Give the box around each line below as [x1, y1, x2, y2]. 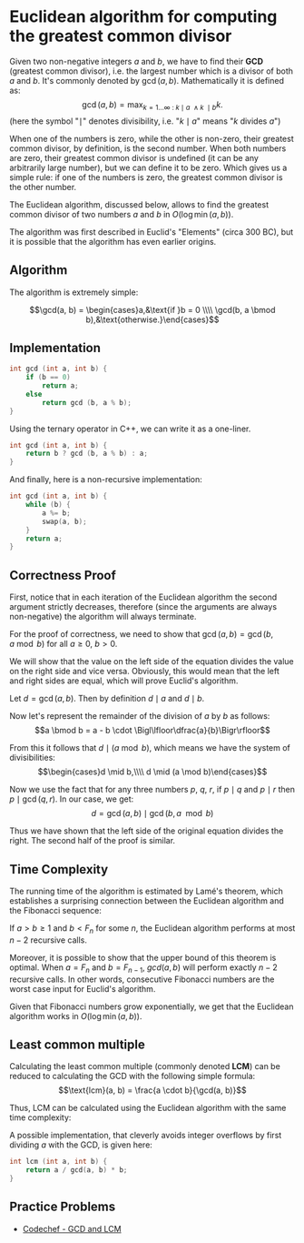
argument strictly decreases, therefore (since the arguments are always [9, 601, 278, 612]
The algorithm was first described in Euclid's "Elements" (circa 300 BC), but [9, 226, 294, 237]
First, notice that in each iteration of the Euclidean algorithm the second [9, 591, 278, 602]
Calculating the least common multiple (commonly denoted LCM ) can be [9, 1061, 281, 1072]
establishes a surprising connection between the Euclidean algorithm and [9, 894, 284, 906]
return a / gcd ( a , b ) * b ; [25, 1166, 128, 1175]
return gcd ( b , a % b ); [42, 398, 132, 407]
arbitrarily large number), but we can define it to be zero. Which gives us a [9, 162, 288, 173]
